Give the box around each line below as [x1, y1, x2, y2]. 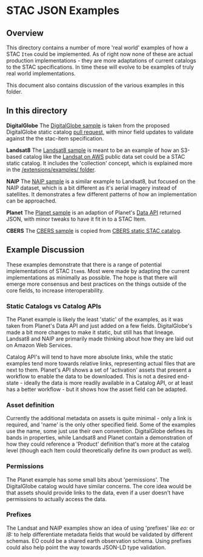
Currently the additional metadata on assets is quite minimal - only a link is [6, 415, 192, 422]
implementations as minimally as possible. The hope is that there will [6, 274, 178, 281]
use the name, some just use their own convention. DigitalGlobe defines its [6, 427, 193, 435]
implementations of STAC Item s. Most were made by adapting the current [6, 267, 190, 274]
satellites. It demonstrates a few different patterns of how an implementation [6, 190, 197, 198]
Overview [6, 28, 44, 38]
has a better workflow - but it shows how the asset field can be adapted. [6, 386, 188, 393]
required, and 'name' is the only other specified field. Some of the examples [6, 421, 196, 429]
